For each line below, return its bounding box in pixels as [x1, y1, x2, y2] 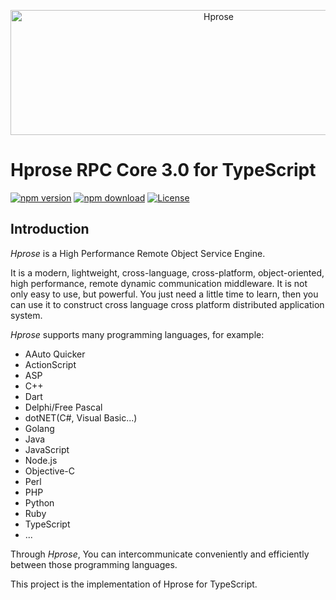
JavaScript [24, 443, 70, 455]
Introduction [10, 221, 90, 238]
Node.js [24, 454, 58, 466]
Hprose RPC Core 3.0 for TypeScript [10, 159, 317, 182]
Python [24, 496, 55, 509]
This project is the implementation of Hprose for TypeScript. [10, 578, 258, 590]
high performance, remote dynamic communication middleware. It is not [10, 277, 308, 289]
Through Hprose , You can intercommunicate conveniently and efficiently [10, 548, 310, 560]
